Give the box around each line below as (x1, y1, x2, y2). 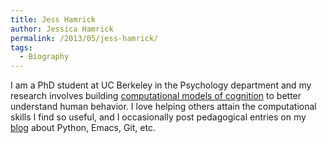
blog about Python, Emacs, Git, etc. (10, 122, 156, 134)
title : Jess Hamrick (10, 14, 97, 25)
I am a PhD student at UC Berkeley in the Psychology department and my (10, 79, 312, 91)
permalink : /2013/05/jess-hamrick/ (10, 33, 159, 43)
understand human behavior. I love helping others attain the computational (10, 101, 317, 113)
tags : (10, 42, 33, 53)
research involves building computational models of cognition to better (10, 90, 302, 102)
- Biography (19, 52, 70, 62)
